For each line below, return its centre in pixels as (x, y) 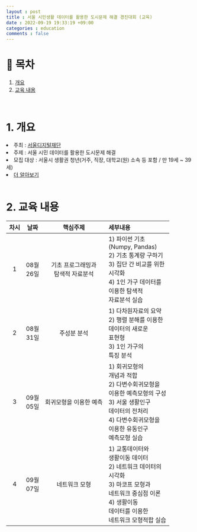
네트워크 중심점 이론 (135, 493)
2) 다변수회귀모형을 (134, 384)
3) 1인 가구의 (126, 346)
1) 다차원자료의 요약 (135, 311)
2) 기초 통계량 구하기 (136, 255)
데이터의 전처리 (129, 411)
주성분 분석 (74, 333)
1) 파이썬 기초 (127, 239)
